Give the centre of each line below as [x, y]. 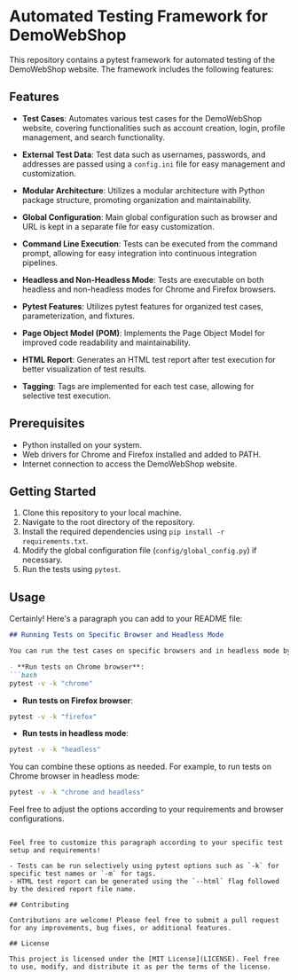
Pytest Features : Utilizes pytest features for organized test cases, [142, 306]
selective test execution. [67, 396]
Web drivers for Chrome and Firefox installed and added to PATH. [141, 454]
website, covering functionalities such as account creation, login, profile [153, 128]
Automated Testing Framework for [139, 16]
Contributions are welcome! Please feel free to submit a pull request [144, 921]
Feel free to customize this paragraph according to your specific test [146, 843]
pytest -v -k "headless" [55, 750]
